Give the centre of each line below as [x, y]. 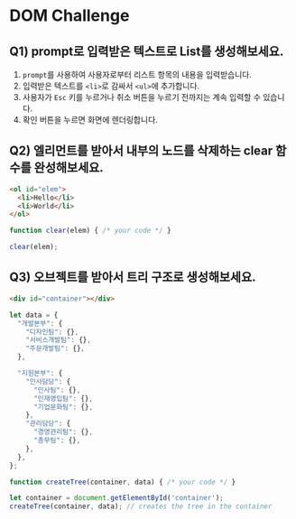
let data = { [34, 315]
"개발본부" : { [40, 323]
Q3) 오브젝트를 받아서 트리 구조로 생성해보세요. [133, 278]
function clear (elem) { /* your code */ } [90, 231]
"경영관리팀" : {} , [63, 432]
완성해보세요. [69, 168]
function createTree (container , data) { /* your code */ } [123, 482]
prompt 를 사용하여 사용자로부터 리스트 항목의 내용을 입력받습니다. [137, 74]
